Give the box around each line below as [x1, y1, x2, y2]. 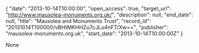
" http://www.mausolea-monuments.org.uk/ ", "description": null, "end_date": [5, 11, 193, 18]
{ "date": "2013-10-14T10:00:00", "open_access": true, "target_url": [5, 5, 171, 12]
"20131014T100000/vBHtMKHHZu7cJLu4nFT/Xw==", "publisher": [5, 24, 168, 31]
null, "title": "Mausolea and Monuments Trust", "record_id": [5, 18, 151, 24]
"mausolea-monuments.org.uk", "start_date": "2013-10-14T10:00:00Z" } [5, 30, 183, 37]
